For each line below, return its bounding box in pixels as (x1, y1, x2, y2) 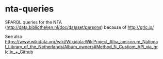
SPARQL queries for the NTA (5, 19, 62, 25)
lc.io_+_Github (5, 49, 33, 55)
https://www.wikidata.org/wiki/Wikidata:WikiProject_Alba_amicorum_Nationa (5, 38, 158, 44)
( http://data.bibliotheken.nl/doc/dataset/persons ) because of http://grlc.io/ (5, 24, 154, 30)
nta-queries (5, 3, 54, 14)
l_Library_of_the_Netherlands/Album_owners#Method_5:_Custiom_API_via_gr (5, 44, 158, 49)
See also (5, 34, 23, 39)
